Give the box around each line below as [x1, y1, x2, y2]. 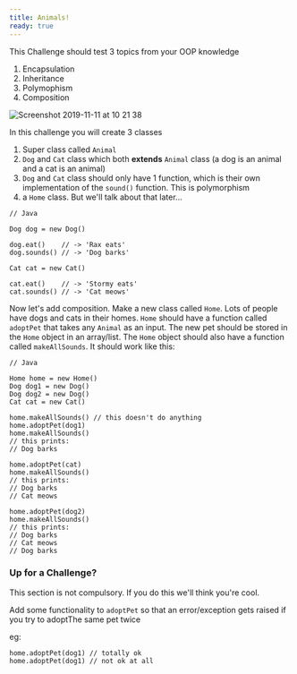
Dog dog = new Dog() [9, 225, 87, 234]
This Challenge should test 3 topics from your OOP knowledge [9, 46, 240, 56]
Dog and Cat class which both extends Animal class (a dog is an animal [21, 153, 282, 164]
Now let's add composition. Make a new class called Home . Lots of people [9, 303, 278, 313]
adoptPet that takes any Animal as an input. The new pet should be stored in [9, 321, 288, 332]
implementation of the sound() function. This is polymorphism [21, 182, 250, 192]
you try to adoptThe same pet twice [9, 614, 141, 625]
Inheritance [21, 73, 65, 83]
